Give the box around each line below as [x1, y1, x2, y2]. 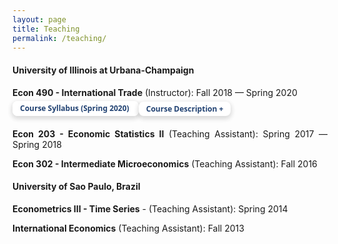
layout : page [12, 14, 67, 25]
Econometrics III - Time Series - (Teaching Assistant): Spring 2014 [12, 202, 289, 215]
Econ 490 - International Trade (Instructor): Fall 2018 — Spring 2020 [12, 86, 298, 98]
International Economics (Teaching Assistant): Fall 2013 [12, 222, 245, 234]
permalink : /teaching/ [12, 33, 107, 43]
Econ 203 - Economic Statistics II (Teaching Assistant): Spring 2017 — [12, 127, 328, 140]
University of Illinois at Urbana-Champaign [12, 64, 195, 76]
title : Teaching [12, 24, 80, 34]
